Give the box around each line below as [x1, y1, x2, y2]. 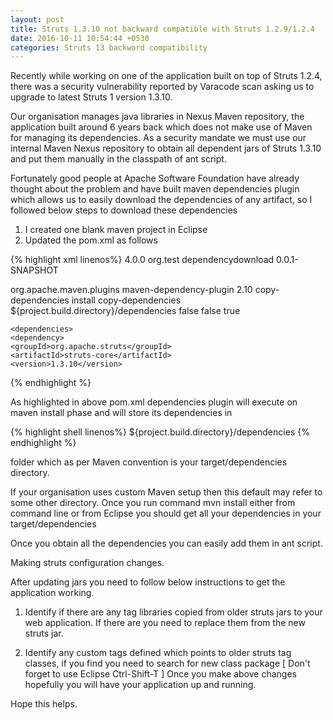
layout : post [10, 14, 65, 25]
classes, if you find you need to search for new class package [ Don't [24, 657, 311, 670]
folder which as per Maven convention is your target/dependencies [10, 456, 288, 468]
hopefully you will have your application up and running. [24, 679, 257, 691]
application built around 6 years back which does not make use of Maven [10, 121, 313, 133]
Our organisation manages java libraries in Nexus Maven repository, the [10, 111, 305, 123]
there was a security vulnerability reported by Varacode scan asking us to [10, 81, 315, 93]
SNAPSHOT [10, 264, 59, 276]
